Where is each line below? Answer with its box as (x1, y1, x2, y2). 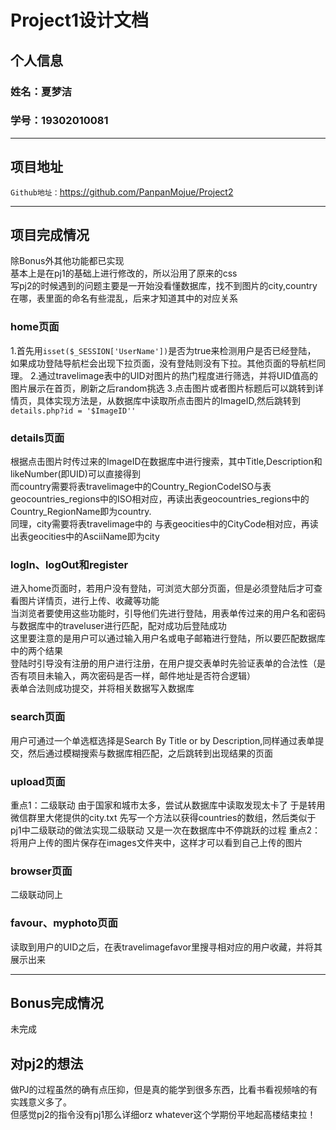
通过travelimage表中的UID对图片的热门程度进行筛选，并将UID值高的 (38, 369, 318, 381)
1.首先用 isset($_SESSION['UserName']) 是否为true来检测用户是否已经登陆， (10, 344, 317, 356)
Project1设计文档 (10, 9, 150, 32)
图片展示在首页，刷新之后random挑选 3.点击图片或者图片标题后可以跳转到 (10, 382, 315, 394)
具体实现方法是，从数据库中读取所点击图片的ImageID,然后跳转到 (36, 394, 301, 406)
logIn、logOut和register (10, 557, 129, 571)
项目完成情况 (10, 227, 90, 243)
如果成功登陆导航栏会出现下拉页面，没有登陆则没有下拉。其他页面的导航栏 (10, 357, 317, 369)
